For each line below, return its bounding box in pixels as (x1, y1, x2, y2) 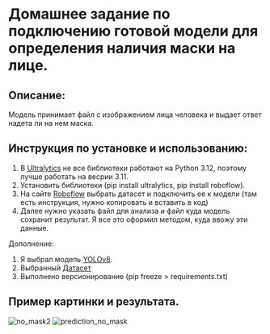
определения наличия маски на (8, 40, 236, 57)
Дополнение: (8, 239, 54, 248)
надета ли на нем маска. (8, 119, 95, 127)
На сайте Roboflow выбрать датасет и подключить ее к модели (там (19, 189, 257, 198)
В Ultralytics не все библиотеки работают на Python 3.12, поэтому (19, 163, 247, 173)
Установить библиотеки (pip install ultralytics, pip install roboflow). (19, 180, 245, 190)
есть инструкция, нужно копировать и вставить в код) (19, 197, 209, 207)
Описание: (8, 88, 66, 102)
